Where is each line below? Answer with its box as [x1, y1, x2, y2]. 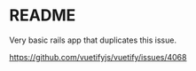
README [9, 5, 76, 26]
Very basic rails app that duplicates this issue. [9, 35, 177, 45]
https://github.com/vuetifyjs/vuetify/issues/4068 [9, 51, 187, 62]
